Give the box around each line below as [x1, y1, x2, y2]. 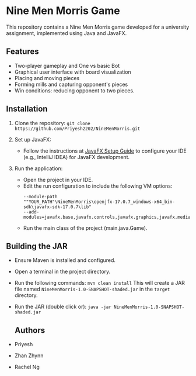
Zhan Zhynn [14, 352, 44, 359]
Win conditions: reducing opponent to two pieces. [14, 87, 135, 94]
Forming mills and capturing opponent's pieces [14, 81, 128, 88]
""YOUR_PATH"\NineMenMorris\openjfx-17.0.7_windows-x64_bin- [23, 199, 175, 205]
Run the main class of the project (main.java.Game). [23, 224, 148, 232]
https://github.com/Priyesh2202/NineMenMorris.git [14, 126, 141, 132]
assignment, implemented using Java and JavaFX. [6, 29, 127, 36]
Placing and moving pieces [14, 74, 80, 81]
